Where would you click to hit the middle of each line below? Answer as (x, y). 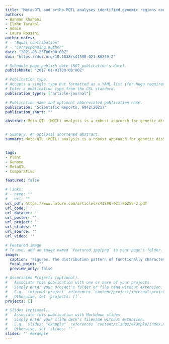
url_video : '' (20, 236)
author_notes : (20, 38)
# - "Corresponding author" (35, 47)
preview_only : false (31, 269)
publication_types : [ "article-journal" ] (48, 94)
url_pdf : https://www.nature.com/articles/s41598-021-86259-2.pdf (76, 203)
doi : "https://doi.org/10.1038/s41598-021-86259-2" (60, 57)
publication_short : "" (29, 112)
